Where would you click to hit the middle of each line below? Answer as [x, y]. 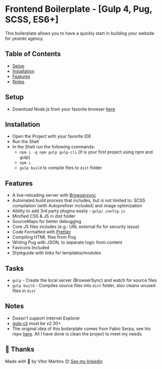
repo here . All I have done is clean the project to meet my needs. [78, 333]
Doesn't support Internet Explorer [46, 318]
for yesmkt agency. [25, 38]
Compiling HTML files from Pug [44, 237]
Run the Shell [26, 142]
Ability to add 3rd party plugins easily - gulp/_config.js [69, 211]
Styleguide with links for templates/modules [57, 253]
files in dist [24, 291]
